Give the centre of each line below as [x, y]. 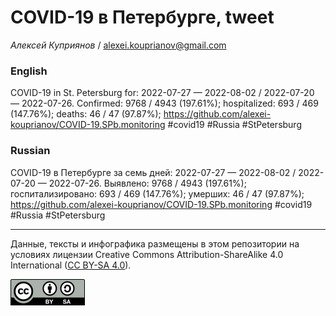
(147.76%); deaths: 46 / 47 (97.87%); [86, 114]
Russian [30, 151]
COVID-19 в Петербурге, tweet [142, 17]
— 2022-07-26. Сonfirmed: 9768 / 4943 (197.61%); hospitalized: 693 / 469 [164, 103]
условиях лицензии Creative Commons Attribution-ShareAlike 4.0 [147, 254]
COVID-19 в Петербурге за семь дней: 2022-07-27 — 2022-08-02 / [153, 172]
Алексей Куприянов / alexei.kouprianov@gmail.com [118, 45]
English [29, 71]
